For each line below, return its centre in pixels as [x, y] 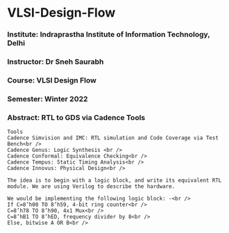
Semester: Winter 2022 [48, 98]
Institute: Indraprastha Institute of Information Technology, [109, 35]
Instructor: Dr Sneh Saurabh [56, 62]
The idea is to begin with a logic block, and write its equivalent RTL [114, 181]
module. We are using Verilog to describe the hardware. [91, 187]
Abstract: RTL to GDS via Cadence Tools [76, 117]
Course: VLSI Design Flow [52, 80]
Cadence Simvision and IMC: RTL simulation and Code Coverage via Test [113, 138]
